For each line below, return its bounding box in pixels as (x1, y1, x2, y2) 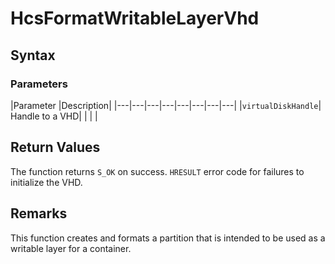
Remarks (10, 205, 68, 222)
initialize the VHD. (10, 176, 83, 188)
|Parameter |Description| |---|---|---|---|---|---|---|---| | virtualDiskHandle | (10, 99, 322, 111)
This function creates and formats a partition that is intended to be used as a (10, 232, 326, 244)
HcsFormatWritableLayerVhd (10, 7, 260, 30)
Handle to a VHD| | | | (10, 110, 98, 122)
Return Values (10, 139, 101, 156)
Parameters (10, 77, 68, 91)
